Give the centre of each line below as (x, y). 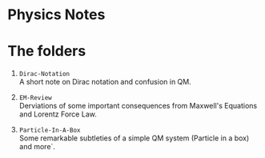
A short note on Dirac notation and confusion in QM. (105, 82)
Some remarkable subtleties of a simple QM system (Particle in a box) (134, 138)
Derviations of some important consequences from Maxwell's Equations (138, 106)
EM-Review (36, 98)
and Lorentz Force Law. (58, 114)
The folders (47, 51)
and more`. (37, 147)
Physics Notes (56, 15)
